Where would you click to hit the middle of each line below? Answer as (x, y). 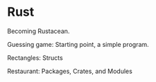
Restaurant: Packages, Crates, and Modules (70, 71)
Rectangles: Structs (35, 58)
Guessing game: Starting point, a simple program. (78, 44)
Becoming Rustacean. (38, 31)
